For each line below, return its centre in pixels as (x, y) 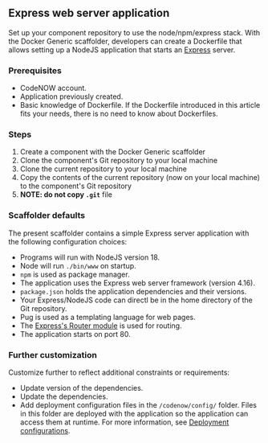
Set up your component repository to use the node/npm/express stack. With (134, 32)
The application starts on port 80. (75, 334)
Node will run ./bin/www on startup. (78, 265)
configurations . (45, 431)
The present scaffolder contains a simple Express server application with (129, 233)
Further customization (53, 355)
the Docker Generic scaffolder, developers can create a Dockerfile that (125, 41)
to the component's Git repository (76, 186)
